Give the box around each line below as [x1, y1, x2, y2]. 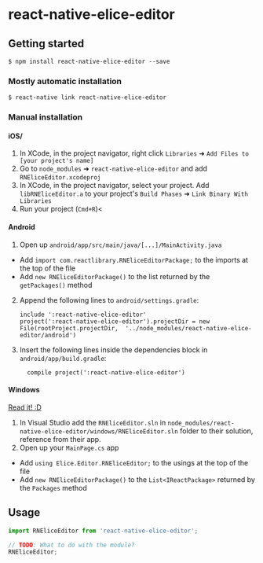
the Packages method [19, 483, 88, 492]
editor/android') [19, 331, 77, 339]
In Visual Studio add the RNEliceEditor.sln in [19, 418, 166, 427]
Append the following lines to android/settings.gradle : [19, 295, 199, 304]
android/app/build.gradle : [19, 353, 107, 362]
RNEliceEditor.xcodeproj [19, 174, 101, 182]
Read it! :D [8, 403, 42, 412]
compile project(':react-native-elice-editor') [27, 368, 186, 377]
